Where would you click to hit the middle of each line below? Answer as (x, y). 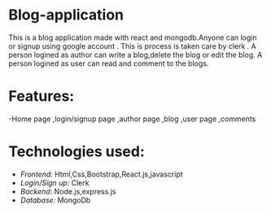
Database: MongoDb (55, 200)
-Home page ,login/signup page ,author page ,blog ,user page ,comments (132, 119)
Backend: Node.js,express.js (68, 191)
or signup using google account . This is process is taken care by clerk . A (132, 46)
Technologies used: (76, 152)
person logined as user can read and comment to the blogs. (109, 63)
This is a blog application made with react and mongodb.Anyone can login (133, 37)
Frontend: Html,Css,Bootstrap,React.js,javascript (101, 174)
